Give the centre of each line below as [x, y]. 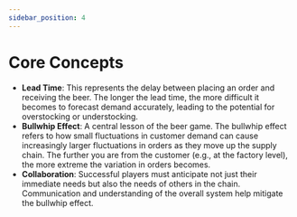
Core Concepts [66, 62]
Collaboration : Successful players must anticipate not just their [139, 174]
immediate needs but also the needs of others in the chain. [131, 184]
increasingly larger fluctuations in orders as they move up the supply [149, 145]
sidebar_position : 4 [47, 18]
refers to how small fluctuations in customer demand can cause [140, 136]
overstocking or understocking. [80, 116]
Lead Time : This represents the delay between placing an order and [148, 88]
